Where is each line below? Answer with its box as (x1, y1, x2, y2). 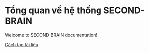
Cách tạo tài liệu (5, 41, 39, 47)
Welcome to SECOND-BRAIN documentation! (5, 32, 98, 38)
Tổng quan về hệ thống (5, 5, 102, 16)
